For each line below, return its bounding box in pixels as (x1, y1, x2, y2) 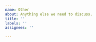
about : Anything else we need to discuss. (5, 12, 93, 17)
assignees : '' (5, 25, 34, 30)
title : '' (5, 16, 25, 21)
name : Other (5, 7, 29, 12)
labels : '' (5, 21, 27, 26)
